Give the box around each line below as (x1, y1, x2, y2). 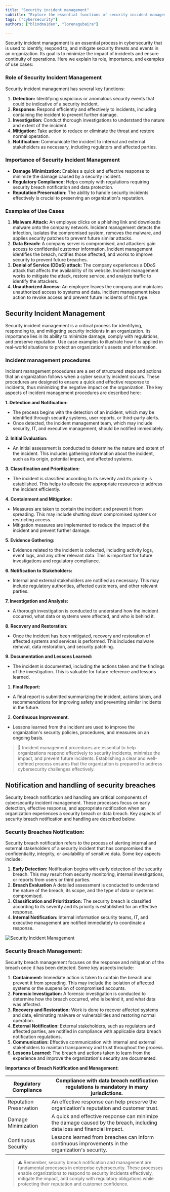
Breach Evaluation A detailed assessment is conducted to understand (12, 882, 159, 888)
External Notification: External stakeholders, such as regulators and (12, 1023, 155, 1029)
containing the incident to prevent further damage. (12, 111, 118, 118)
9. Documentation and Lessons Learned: (5, 653, 93, 660)
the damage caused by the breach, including (51, 1119, 158, 1126)
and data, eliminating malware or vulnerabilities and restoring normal (12, 1012, 156, 1018)
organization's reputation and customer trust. (51, 1104, 159, 1111)
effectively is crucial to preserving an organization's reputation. (12, 195, 145, 201)
